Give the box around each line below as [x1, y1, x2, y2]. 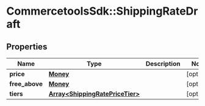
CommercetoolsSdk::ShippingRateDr [6, 4, 198, 18]
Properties [6, 41, 48, 52]
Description [145, 60, 181, 68]
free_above [9, 80, 43, 88]
